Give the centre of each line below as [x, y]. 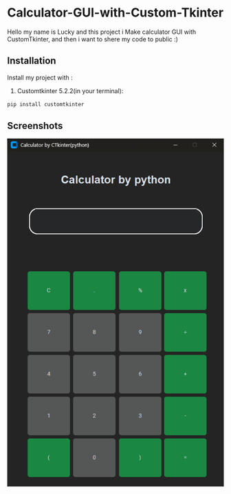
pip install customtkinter [46, 104]
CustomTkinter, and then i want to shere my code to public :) [93, 39]
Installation [32, 61]
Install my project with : [40, 77]
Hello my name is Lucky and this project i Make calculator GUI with [102, 32]
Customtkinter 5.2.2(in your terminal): [70, 90]
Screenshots [35, 126]
